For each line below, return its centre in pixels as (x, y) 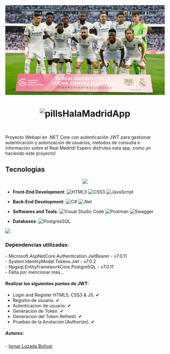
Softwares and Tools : (35, 211)
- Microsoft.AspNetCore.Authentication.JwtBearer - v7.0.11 (66, 256)
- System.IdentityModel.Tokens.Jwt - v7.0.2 (51, 261)
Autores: (15, 333)
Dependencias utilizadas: (37, 245)
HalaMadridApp (96, 114)
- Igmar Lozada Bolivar (29, 346)
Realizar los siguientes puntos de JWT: (47, 284)
